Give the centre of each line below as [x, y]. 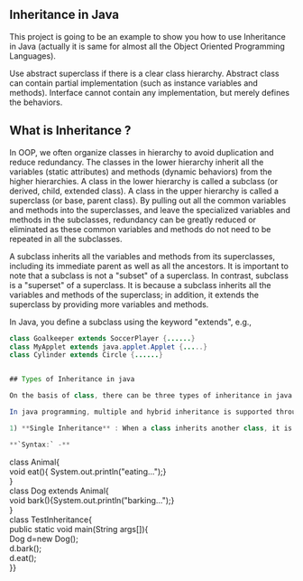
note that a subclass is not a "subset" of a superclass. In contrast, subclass [149, 276]
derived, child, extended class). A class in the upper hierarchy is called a [144, 191]
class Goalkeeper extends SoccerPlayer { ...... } [102, 338]
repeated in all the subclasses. [66, 239]
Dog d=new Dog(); [44, 539]
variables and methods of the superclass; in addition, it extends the [134, 295]
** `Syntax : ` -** [40, 445]
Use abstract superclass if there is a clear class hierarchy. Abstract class [144, 73]
